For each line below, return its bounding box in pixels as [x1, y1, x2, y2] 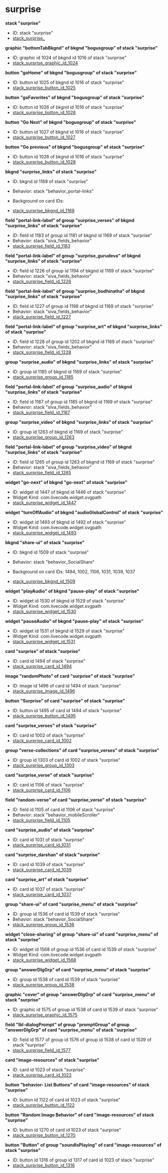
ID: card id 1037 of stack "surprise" [12, 886, 85, 892]
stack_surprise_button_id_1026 [12, 109, 76, 115]
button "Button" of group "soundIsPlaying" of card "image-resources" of [5, 1142, 161, 1148]
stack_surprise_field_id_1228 [12, 349, 72, 355]
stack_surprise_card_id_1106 [12, 787, 71, 793]
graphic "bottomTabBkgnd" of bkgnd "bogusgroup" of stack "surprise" [5, 45, 158, 51]
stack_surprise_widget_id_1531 [12, 638, 76, 644]
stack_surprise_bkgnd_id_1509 [12, 578, 76, 584]
